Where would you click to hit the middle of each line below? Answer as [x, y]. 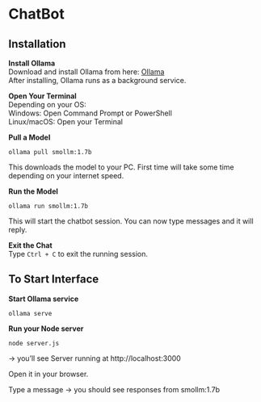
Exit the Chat [30, 245]
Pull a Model [29, 137]
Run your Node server [46, 329]
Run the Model [34, 191]
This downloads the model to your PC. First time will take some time [121, 167]
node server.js [34, 343]
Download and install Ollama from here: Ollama [86, 72]
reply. [18, 230]
